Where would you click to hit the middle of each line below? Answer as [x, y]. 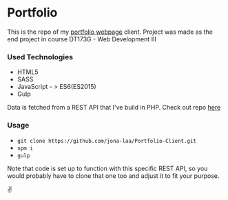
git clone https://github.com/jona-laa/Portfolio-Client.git [107, 141]
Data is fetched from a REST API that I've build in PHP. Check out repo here [114, 108]
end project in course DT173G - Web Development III [82, 39]
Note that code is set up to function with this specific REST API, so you [107, 168]
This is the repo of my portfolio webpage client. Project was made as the [110, 32]
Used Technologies [40, 57]
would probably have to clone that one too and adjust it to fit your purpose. [113, 176]
